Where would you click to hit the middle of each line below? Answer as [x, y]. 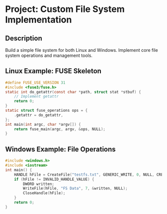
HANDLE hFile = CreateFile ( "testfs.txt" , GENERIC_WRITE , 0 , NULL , [84, 175]
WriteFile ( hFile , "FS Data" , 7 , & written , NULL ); [75, 189]
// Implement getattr [36, 97]
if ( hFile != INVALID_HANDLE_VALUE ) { [54, 179]
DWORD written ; [39, 184]
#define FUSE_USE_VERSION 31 [35, 83]
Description [24, 38]
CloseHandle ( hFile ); [44, 193]
